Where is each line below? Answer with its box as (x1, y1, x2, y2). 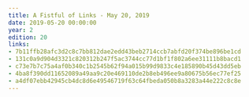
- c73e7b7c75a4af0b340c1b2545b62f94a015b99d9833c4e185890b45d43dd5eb (8, 63, 242, 70)
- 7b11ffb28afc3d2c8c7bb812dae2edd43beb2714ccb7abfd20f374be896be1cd (8, 48, 242, 56)
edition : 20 (8, 33, 47, 41)
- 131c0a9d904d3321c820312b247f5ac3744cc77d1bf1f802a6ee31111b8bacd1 (8, 56, 242, 63)
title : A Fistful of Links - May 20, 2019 (8, 11, 150, 20)
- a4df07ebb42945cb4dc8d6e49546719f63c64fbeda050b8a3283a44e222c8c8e (8, 77, 242, 84)
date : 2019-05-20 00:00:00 (8, 19, 97, 27)
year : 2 (8, 26, 34, 34)
